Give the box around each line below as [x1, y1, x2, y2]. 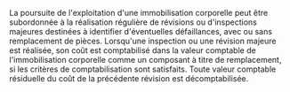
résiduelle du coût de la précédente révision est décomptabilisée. [9, 73, 249, 83]
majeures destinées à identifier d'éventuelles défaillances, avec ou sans [9, 27, 273, 36]
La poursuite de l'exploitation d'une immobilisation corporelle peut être [9, 8, 269, 18]
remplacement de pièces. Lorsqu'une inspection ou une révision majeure [9, 35, 277, 46]
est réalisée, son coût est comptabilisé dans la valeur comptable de [9, 45, 256, 56]
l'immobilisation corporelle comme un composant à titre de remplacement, [9, 55, 282, 65]
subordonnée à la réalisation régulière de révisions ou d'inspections [9, 17, 258, 27]
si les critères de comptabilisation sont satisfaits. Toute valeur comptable [9, 64, 277, 74]
